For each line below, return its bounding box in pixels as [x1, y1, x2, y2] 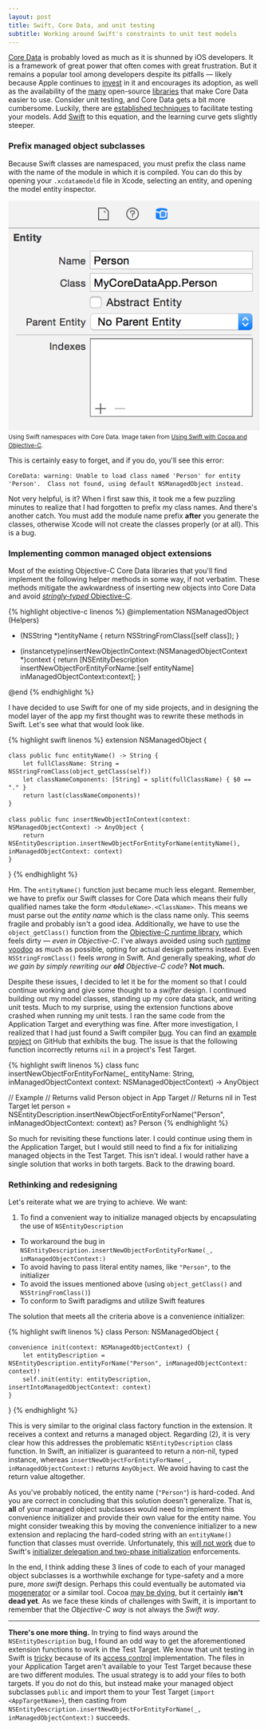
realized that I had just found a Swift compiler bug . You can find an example [8, 1028, 257, 1038]
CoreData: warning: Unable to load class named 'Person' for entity [8, 471, 241, 479]
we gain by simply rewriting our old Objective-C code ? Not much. [8, 961, 225, 971]
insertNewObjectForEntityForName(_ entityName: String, [8, 1069, 195, 1079]
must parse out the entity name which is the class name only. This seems [8, 911, 250, 921]
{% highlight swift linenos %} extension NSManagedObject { [8, 735, 207, 745]
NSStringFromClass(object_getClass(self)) [8, 768, 152, 776]
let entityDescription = [22, 1351, 105, 1360]
